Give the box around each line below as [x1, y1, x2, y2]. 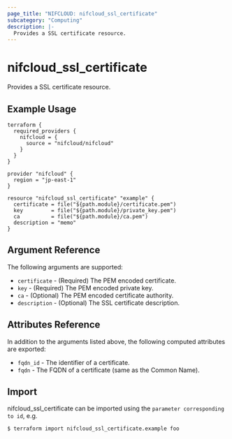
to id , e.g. [7, 412, 38, 420]
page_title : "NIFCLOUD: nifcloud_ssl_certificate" [7, 10, 158, 17]
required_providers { [13, 128, 77, 135]
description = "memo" [13, 219, 77, 226]
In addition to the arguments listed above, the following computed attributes [7, 337, 226, 345]
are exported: [7, 345, 47, 353]
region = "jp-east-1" [13, 177, 77, 184]
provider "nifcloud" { [7, 170, 73, 177]
